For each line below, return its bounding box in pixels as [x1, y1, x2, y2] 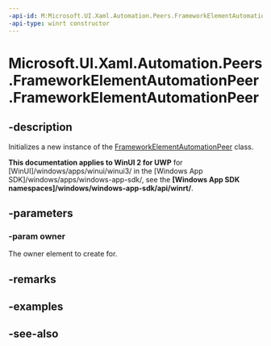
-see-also [8, 327, 59, 341]
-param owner [8, 231, 66, 242]
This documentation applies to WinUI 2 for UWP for [8, 157, 183, 167]
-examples [8, 299, 64, 313]
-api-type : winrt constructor [8, 19, 110, 27]
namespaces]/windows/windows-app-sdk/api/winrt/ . [8, 183, 194, 193]
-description [8, 120, 73, 134]
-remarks [8, 272, 56, 286]
